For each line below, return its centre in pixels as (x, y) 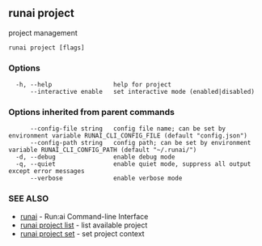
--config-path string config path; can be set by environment (140, 143)
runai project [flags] (46, 48)
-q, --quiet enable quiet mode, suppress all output (133, 164)
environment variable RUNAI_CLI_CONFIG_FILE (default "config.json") (128, 136)
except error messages (46, 172)
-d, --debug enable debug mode (95, 157)
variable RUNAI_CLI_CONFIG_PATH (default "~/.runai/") (103, 150)
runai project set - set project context (82, 233)
